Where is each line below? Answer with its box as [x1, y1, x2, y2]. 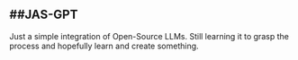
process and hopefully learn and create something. [9, 40, 200, 51]
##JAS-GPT [9, 7, 78, 22]
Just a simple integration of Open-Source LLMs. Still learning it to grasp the [9, 30, 290, 41]
